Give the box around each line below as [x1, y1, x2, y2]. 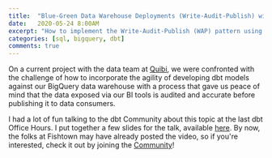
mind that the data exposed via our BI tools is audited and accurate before [8, 90, 256, 100]
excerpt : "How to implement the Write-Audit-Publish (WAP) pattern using [8, 27, 263, 35]
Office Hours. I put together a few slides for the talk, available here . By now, [8, 123, 261, 133]
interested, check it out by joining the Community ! [8, 140, 175, 150]
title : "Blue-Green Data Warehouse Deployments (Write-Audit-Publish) [8, 11, 255, 20]
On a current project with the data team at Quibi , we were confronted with [8, 64, 255, 74]
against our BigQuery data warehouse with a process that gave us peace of [8, 82, 261, 92]
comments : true [8, 42, 60, 50]
